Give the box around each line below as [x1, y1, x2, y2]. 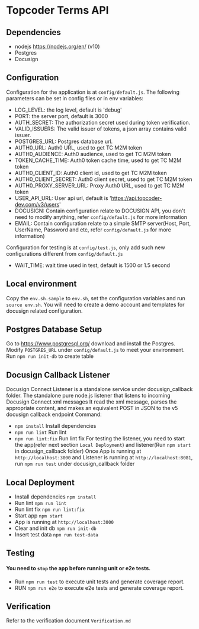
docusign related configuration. [6, 307, 83, 314]
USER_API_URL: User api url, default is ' [14, 194, 111, 202]
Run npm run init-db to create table [6, 352, 94, 360]
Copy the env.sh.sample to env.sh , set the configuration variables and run [6, 294, 185, 301]
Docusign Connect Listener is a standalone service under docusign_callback [6, 386, 193, 393]
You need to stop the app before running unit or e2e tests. [6, 565, 151, 572]
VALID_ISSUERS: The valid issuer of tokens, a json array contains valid [14, 125, 187, 132]
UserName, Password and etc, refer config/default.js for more [14, 226, 172, 233]
